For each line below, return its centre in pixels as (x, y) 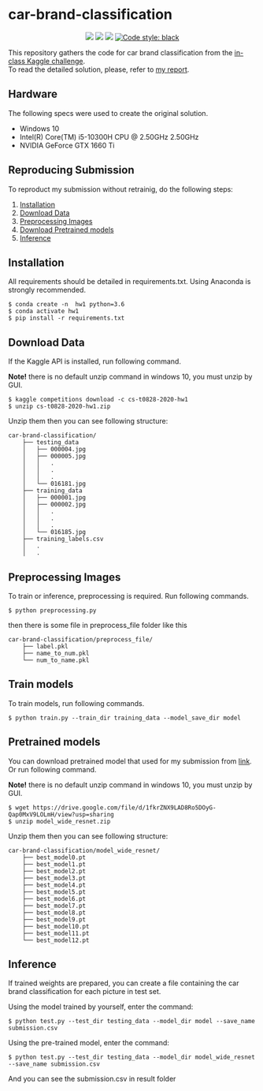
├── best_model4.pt (54, 885)
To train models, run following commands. (76, 703)
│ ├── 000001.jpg (54, 498)
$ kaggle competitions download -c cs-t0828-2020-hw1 (98, 400)
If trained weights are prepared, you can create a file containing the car (124, 983)
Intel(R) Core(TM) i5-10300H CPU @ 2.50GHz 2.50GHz (109, 136)
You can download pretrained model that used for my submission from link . (130, 761)
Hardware (33, 94)
